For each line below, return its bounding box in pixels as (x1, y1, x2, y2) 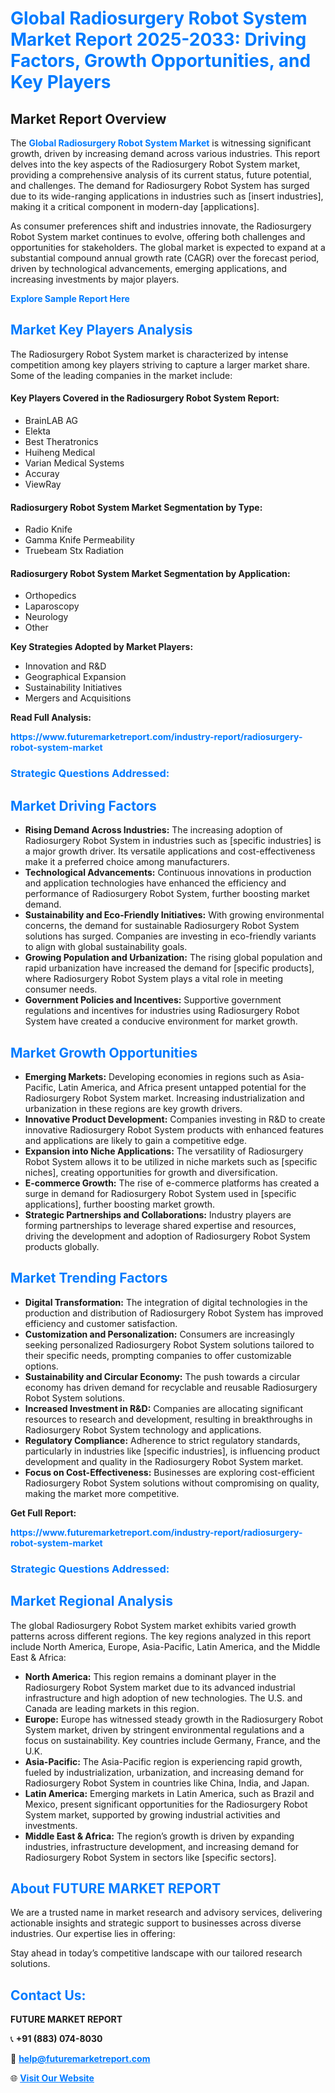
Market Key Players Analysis (10, 322, 193, 339)
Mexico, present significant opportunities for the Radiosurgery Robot (24, 1798, 308, 1810)
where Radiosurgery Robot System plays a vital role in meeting (24, 973, 284, 985)
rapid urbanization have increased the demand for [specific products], (24, 962, 315, 974)
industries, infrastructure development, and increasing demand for (24, 1840, 300, 1852)
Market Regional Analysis (10, 1593, 174, 1610)
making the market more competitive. (24, 1487, 180, 1499)
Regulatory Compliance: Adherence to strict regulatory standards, (24, 1434, 301, 1446)
